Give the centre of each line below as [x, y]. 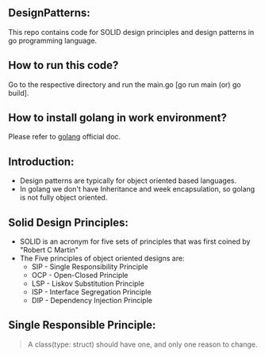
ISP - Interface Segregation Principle [92, 292]
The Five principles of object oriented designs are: [102, 258]
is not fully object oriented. [63, 198]
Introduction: [41, 161]
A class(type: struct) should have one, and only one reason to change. [142, 344]
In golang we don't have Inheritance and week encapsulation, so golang [137, 189]
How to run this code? [63, 65]
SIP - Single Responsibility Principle [90, 267]
